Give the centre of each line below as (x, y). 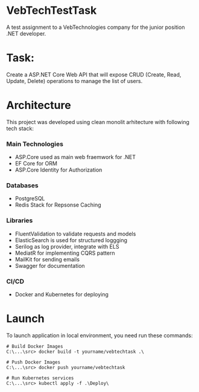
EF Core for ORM (36, 164)
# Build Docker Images (35, 346)
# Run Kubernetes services (40, 378)
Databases (22, 185)
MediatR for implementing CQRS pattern (65, 253)
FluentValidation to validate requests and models (75, 234)
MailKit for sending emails (47, 259)
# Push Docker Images (33, 362)
